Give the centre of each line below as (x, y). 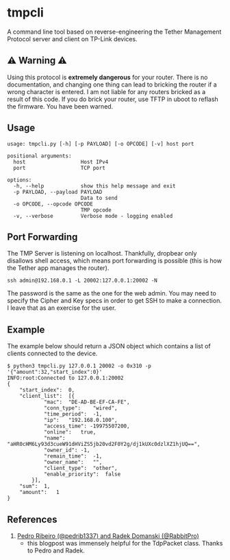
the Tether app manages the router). (58, 268)
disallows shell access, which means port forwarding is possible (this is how (115, 261)
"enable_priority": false (82, 474)
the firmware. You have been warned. (60, 106)
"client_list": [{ (47, 396)
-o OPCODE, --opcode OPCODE (53, 204)
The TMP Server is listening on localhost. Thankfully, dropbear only (102, 254)
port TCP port (60, 168)
